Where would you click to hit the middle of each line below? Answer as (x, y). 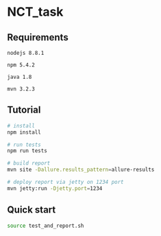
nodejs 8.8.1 (26, 53)
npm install (24, 132)
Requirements (38, 37)
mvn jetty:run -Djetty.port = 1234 (55, 188)
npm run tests (27, 151)
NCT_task (35, 12)
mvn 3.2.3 (21, 89)
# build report (29, 163)
